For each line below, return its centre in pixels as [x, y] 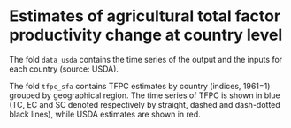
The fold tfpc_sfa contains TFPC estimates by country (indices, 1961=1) [140, 86]
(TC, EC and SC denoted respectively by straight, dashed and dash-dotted [145, 104]
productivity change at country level [146, 35]
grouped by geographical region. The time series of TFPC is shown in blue [145, 95]
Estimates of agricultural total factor [145, 16]
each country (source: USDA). [64, 69]
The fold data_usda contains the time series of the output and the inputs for [146, 59]
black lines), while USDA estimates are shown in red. [105, 114]
